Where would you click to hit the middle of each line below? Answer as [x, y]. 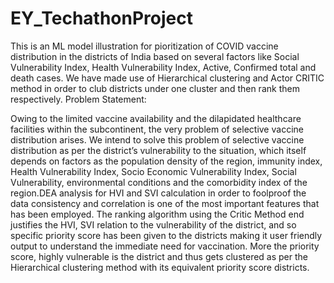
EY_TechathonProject [101, 18]
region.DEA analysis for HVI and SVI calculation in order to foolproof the [158, 193]
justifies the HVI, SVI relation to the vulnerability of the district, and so [153, 224]
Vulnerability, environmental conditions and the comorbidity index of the [159, 182]
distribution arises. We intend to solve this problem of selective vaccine [157, 139]
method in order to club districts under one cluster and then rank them [155, 88]
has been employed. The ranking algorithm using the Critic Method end [157, 214]
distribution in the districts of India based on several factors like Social [155, 56]
